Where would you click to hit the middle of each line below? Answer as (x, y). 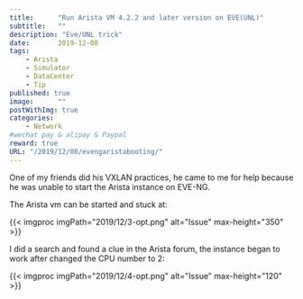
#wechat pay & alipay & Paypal (68, 135)
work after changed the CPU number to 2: (87, 258)
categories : (32, 118)
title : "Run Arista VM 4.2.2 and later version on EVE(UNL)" (137, 18)
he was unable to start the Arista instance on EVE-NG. (110, 186)
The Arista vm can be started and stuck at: (89, 204)
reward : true (34, 143)
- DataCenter (50, 77)
